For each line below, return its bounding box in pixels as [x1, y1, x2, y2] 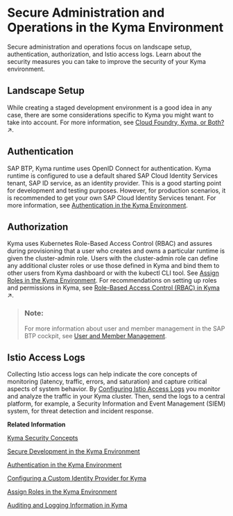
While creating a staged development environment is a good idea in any [7, 103, 212, 112]
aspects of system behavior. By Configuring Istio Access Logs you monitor [7, 385, 221, 393]
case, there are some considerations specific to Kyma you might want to [7, 110, 214, 119]
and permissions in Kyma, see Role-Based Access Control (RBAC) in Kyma [7, 283, 220, 292]
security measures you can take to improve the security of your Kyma [7, 57, 207, 65]
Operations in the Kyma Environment [7, 19, 224, 35]
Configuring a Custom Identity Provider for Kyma [7, 474, 147, 483]
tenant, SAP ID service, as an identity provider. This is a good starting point [7, 178, 222, 187]
